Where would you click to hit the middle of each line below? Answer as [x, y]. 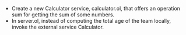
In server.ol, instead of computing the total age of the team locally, [91, 21]
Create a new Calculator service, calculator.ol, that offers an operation [96, 8]
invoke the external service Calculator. [57, 27]
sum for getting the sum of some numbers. [63, 15]
